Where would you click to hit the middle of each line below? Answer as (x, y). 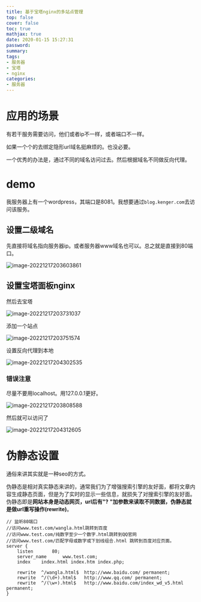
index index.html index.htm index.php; (71, 562)
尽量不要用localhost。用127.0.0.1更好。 (54, 393)
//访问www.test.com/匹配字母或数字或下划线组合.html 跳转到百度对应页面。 (90, 541)
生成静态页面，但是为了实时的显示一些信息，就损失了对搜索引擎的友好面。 (103, 494)
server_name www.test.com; (57, 557)
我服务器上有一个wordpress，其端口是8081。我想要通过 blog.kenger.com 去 (98, 202)
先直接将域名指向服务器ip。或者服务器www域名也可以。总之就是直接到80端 (100, 246)
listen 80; (39, 551)
